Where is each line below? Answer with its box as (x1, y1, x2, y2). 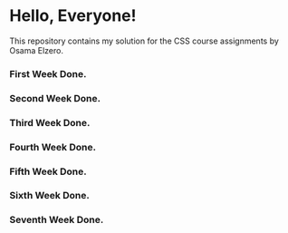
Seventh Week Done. (9, 214, 104, 227)
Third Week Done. (9, 116, 91, 129)
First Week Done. (9, 67, 87, 80)
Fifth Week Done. (9, 165, 88, 178)
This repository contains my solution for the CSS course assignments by (9, 35, 279, 46)
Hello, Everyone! (9, 5, 137, 26)
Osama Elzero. (9, 44, 63, 55)
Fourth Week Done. (9, 141, 97, 153)
